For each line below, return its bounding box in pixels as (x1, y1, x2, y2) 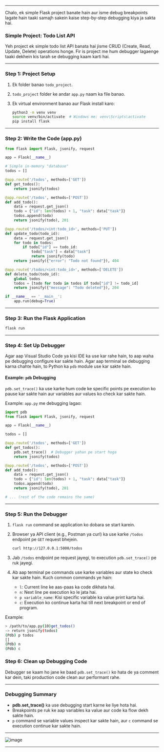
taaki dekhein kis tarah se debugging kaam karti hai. (5, 54, 110, 60)
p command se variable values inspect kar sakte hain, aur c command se (12, 717, 159, 723)
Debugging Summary (5, 691, 57, 698)
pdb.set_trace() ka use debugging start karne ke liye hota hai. (12, 702, 138, 708)
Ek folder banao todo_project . (12, 82, 73, 87)
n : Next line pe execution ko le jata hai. (19, 589, 97, 595)
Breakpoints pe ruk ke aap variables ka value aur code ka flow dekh (12, 707, 149, 713)
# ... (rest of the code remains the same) (5, 494, 95, 500)
